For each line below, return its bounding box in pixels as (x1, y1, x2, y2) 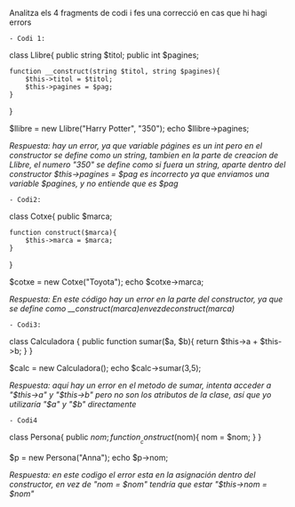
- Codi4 (9, 416, 38, 425)
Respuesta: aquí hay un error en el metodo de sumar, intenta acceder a (9, 380, 272, 390)
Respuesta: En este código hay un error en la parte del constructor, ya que (9, 294, 283, 304)
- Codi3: (9, 320, 42, 329)
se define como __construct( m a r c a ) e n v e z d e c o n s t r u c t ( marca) (9, 303, 235, 314)
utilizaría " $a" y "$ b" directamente (9, 399, 137, 409)
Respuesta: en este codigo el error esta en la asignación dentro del (9, 470, 256, 480)
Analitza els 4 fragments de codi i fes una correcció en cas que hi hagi (9, 8, 267, 18)
